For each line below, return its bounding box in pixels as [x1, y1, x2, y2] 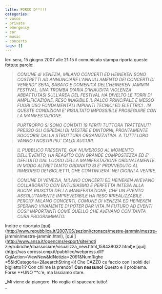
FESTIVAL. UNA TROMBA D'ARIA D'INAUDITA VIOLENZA [17, 87, 132, 92]
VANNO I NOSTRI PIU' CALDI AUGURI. [17, 137, 94, 144]
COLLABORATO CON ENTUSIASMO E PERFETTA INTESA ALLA [17, 182, 144, 188]
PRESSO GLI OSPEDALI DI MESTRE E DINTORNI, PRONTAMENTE [17, 127, 148, 133]
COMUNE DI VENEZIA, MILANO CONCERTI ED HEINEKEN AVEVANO [17, 177, 155, 183]
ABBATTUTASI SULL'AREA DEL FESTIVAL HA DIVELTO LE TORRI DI [17, 92, 152, 98]
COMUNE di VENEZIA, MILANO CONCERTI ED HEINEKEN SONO [17, 71, 146, 77]
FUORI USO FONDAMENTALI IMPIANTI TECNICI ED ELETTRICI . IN [17, 102, 151, 108]
